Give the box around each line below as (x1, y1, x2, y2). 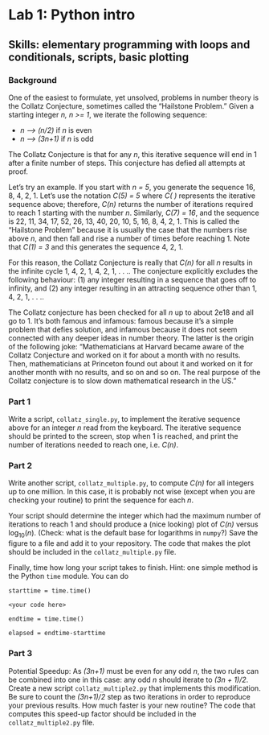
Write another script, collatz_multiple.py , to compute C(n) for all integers (8, 478, 255, 488)
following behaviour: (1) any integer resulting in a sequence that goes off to (8, 275, 257, 284)
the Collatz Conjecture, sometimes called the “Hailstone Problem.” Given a (8, 101, 255, 110)
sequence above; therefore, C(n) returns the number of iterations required (8, 199, 254, 209)
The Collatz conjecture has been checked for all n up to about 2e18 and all (8, 308, 255, 317)
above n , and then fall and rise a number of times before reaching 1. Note (8, 233, 251, 243)
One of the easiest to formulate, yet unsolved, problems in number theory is (8, 93, 259, 102)
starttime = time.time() (8, 587, 92, 595)
